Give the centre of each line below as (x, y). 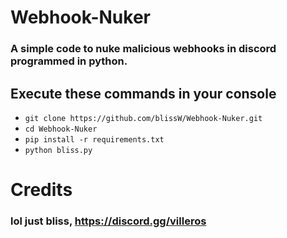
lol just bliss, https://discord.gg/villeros (108, 221)
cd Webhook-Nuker (61, 129)
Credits (41, 190)
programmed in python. (69, 61)
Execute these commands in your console (143, 93)
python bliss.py (58, 150)
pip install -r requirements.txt (94, 139)
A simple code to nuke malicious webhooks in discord (143, 49)
